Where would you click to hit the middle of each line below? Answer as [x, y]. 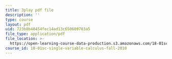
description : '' [23, 15]
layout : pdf [18, 24]
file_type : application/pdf [35, 34]
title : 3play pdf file [29, 10]
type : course [19, 19]
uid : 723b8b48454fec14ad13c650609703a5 [48, 29]
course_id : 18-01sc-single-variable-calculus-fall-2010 [66, 48]
